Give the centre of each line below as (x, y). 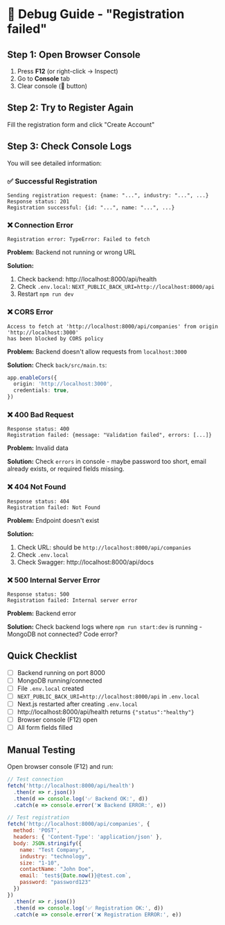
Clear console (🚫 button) (52, 86)
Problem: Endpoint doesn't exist (53, 520)
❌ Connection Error (40, 225)
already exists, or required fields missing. (66, 469)
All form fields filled (45, 728)
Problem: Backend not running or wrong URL (72, 252)
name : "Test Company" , (52, 850)
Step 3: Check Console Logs (70, 146)
